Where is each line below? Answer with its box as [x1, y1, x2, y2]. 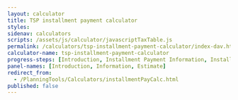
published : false [7, 82, 59, 89]
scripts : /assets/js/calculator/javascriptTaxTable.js [7, 37, 173, 44]
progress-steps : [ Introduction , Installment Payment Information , [7, 56, 208, 63]
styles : [7, 23, 30, 30]
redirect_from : [7, 69, 52, 76]
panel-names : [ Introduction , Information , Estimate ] [7, 63, 166, 70]
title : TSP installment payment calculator [7, 17, 138, 24]
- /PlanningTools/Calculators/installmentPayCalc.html [13, 75, 179, 83]
